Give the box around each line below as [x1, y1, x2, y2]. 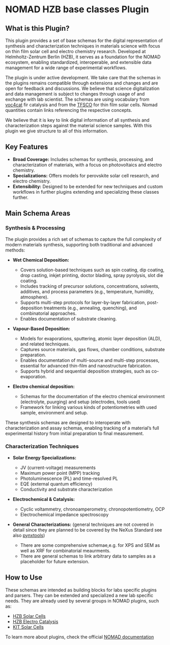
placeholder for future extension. [20, 558, 90, 564]
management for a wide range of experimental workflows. [5, 65, 127, 71]
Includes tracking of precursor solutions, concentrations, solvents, [20, 283, 160, 289]
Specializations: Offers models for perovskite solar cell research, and [12, 172, 159, 178]
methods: [5, 247, 25, 253]
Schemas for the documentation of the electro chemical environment [20, 393, 165, 399]
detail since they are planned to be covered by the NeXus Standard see [12, 526, 162, 533]
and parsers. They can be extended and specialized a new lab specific [5, 592, 154, 598]
